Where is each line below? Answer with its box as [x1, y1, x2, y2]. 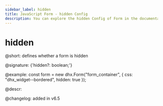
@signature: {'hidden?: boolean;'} [5, 62, 73, 68]
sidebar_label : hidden [5, 7, 51, 12]
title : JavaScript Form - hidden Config [5, 12, 88, 16]
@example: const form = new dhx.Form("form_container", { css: [5, 72, 133, 77]
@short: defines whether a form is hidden [5, 53, 88, 59]
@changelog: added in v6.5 [5, 95, 60, 102]
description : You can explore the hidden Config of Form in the [5, 16, 138, 21]
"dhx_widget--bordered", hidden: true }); [5, 77, 86, 83]
